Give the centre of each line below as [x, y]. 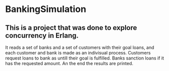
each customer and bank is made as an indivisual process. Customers [78, 53]
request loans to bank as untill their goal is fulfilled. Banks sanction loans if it [84, 58]
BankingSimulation [46, 9]
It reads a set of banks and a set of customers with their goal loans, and [80, 47]
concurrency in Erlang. [42, 35]
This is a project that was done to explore [71, 28]
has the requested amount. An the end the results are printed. [69, 63]
